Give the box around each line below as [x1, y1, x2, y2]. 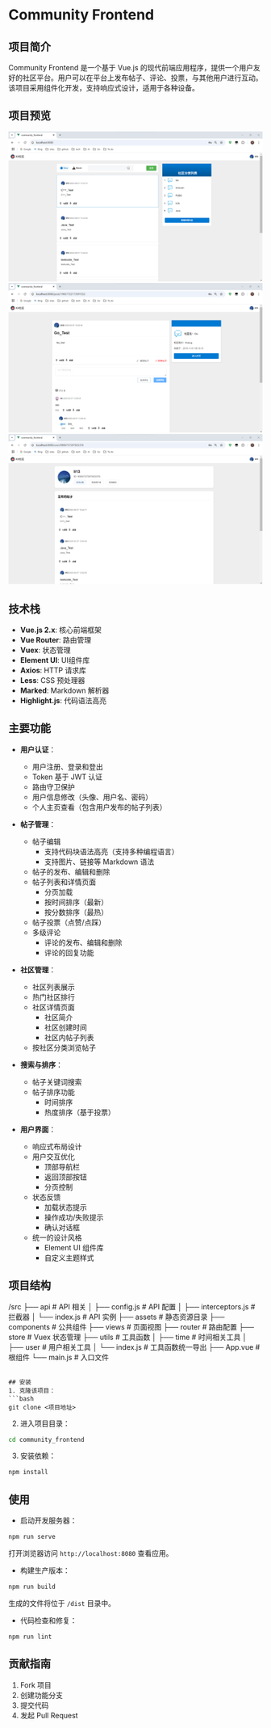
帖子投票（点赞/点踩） [31, 917, 106, 927]
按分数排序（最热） [44, 907, 109, 917]
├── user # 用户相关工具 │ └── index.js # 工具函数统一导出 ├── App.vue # [8, 1342, 261, 1351]
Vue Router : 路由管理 [19, 634, 91, 644]
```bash [8, 1394, 35, 1403]
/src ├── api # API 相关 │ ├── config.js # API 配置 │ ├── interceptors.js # [8, 1301, 256, 1311]
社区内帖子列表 [44, 1032, 94, 1042]
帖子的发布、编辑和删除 [31, 866, 110, 876]
